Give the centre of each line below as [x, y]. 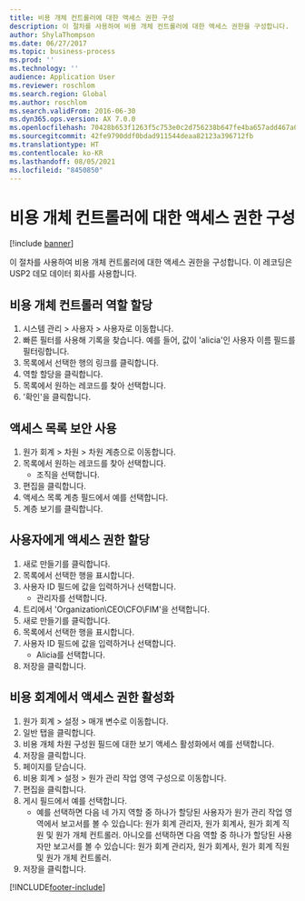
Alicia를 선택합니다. [71, 655]
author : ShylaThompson [52, 35]
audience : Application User [63, 77]
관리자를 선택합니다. [71, 597]
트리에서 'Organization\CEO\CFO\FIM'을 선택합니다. [116, 609]
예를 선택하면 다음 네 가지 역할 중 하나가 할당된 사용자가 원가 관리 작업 [159, 812]
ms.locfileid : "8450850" [56, 170]
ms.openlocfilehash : [49, 128]
